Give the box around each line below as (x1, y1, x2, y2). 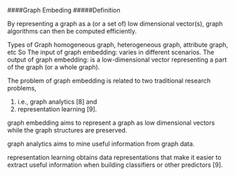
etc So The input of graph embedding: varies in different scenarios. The (7, 48, 215, 56)
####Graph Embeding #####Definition (7, 6, 121, 14)
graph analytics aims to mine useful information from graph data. (7, 140, 195, 148)
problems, (7, 84, 36, 92)
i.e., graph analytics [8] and (17, 97, 98, 106)
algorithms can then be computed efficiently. (7, 27, 137, 35)
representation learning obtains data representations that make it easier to (7, 154, 222, 161)
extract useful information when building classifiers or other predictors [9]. (7, 161, 223, 169)
